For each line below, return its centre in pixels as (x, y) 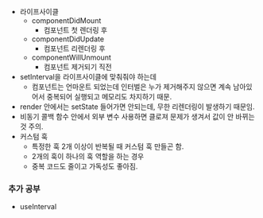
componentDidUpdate (68, 39)
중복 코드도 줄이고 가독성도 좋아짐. (85, 166)
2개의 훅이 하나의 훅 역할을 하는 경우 (88, 156)
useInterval (38, 207)
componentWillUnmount (71, 57)
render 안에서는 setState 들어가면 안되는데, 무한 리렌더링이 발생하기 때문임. (137, 107)
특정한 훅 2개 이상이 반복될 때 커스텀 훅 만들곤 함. (108, 146)
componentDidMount (66, 21)
